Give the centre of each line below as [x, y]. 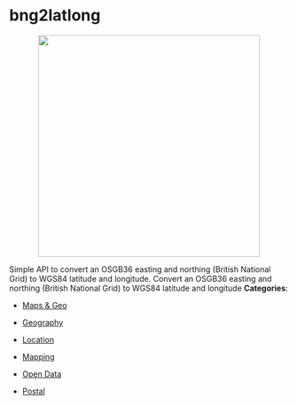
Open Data [42, 374]
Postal [34, 391]
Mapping [38, 356]
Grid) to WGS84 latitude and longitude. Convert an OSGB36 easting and [141, 278]
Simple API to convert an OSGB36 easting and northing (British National [140, 269]
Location [38, 339]
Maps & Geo [45, 305]
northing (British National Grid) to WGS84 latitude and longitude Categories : [148, 288]
